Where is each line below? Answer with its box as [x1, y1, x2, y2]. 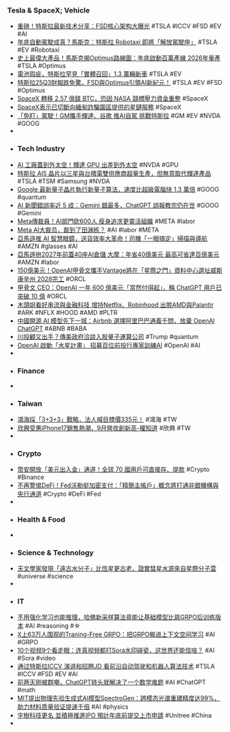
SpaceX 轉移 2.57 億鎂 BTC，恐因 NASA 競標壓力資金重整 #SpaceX [17, 94, 209, 103]
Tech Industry [17, 144, 65, 154]
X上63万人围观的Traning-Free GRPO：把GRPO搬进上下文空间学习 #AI [17, 630, 216, 639]
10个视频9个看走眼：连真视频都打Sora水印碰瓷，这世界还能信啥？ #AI [17, 647, 215, 655]
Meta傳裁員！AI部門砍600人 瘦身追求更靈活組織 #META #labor [17, 216, 196, 225]
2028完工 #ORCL [36, 274, 86, 283]
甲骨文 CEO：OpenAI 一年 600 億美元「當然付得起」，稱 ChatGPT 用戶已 [17, 283, 222, 292]
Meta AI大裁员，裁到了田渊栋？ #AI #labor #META [17, 225, 160, 234]
